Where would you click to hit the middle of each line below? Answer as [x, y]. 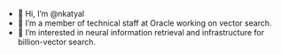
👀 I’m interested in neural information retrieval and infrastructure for [141, 32]
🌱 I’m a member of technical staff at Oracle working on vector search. [144, 23]
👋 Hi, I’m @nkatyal [51, 14]
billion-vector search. [56, 42]
